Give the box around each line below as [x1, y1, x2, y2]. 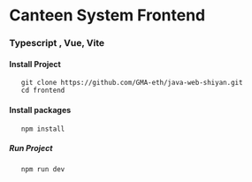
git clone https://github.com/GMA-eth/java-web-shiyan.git [20, 79, 243, 87]
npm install [20, 125, 65, 133]
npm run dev [20, 165, 65, 174]
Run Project [9, 143, 53, 154]
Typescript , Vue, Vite [9, 37, 104, 49]
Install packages [9, 104, 72, 115]
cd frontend [20, 86, 65, 95]
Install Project [9, 58, 62, 69]
